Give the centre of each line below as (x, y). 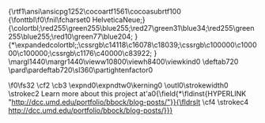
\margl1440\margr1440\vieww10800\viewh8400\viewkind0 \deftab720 (123, 61)
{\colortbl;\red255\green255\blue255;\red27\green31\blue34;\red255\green (131, 28)
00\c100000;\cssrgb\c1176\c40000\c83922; (80, 53)
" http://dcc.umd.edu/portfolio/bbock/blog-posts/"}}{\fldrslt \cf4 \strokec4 (129, 102)
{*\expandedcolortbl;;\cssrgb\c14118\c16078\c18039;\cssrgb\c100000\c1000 (132, 45)
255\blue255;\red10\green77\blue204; (70, 36)
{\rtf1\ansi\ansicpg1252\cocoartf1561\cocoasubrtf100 (95, 11)
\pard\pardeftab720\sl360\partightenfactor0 (80, 70)
